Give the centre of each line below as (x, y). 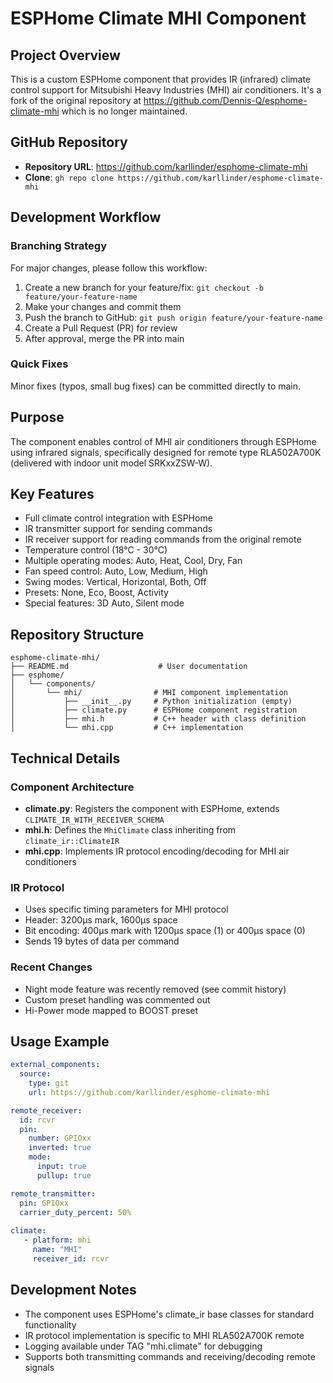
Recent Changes (51, 967)
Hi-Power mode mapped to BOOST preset (111, 1010)
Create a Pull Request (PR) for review (101, 328)
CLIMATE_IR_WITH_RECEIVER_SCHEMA (94, 820)
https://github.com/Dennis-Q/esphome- (225, 100)
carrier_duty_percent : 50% (75, 1212)
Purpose (37, 417)
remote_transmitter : (53, 1193)
